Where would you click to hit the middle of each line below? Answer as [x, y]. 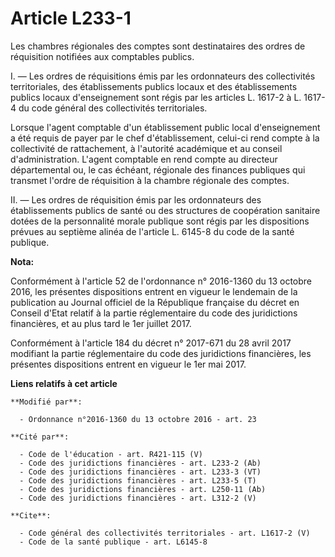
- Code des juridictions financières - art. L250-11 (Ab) [143, 489]
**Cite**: [31, 515]
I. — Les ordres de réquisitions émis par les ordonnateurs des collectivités [163, 76]
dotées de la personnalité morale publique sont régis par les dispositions [160, 221]
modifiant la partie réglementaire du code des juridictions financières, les [161, 353]
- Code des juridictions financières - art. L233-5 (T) [138, 480]
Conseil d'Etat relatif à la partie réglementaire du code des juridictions [154, 313]
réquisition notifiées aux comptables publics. [102, 56]
